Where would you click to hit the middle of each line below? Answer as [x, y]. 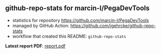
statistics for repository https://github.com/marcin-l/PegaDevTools [80, 20]
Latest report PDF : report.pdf [35, 46]
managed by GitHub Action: [41, 25]
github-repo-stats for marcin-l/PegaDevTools [78, 8]
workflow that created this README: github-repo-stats [69, 36]
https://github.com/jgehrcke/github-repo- [113, 25]
